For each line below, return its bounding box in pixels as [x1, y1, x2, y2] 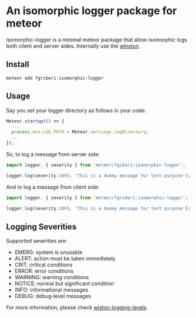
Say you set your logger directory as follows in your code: [6, 107, 147, 114]
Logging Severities [6, 222, 77, 232]
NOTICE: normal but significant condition [14, 280, 114, 287]
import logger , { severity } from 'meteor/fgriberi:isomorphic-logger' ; [6, 194, 188, 201]
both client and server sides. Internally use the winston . [6, 42, 141, 49]
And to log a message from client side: [6, 183, 100, 190]
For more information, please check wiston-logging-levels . [6, 304, 148, 311]
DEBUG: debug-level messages [14, 293, 91, 300]
